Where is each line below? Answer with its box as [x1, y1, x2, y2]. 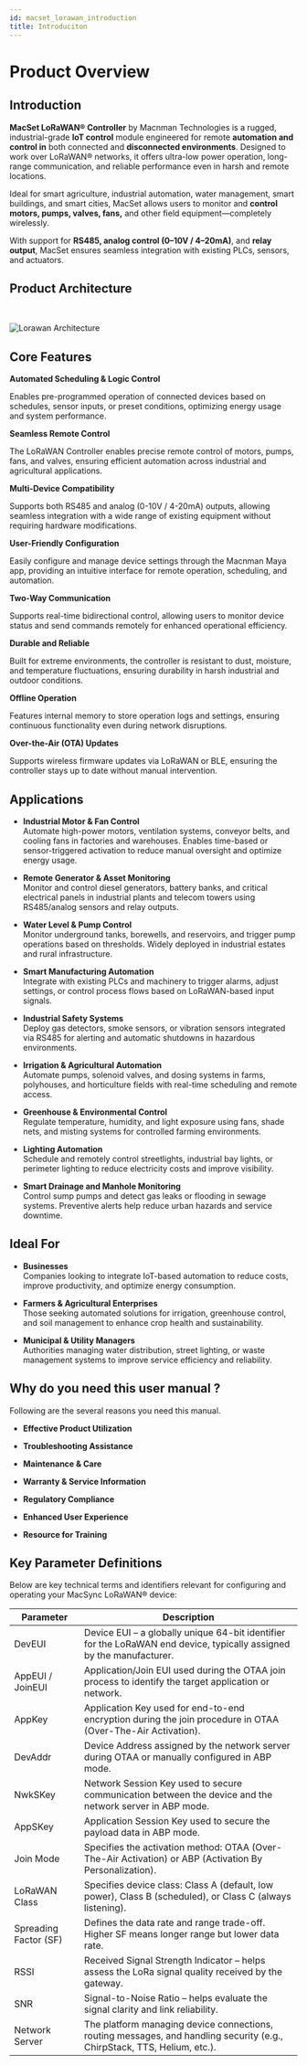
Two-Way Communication [9, 593, 111, 604]
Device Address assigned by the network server [83, 1740, 291, 1753]
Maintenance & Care [22, 1458, 102, 1469]
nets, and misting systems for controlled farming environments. [22, 1126, 262, 1137]
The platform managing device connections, [83, 2018, 274, 2031]
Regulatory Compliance [22, 1493, 115, 1504]
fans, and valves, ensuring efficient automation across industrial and [9, 456, 267, 467]
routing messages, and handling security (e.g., [83, 2029, 283, 2042]
